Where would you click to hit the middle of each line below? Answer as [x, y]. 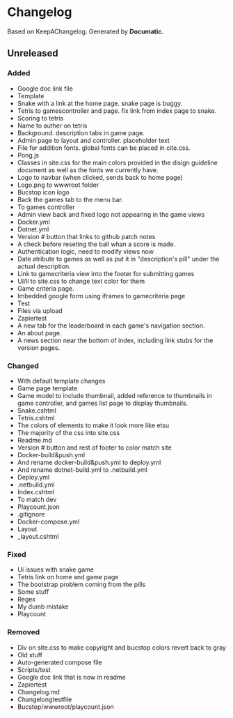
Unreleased [33, 53]
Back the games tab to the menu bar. [70, 199]
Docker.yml [33, 222]
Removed [24, 632]
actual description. [44, 266]
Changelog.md [39, 692]
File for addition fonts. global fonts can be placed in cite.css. [104, 148]
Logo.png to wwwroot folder [58, 185]
